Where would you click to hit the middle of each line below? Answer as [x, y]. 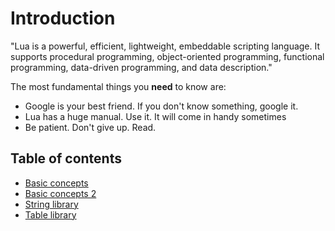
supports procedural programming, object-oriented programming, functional [167, 56]
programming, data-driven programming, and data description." [141, 67]
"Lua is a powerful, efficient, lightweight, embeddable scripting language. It [165, 46]
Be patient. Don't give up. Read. [90, 127]
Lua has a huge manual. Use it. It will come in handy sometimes [155, 116]
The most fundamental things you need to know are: [118, 86]
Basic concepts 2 [60, 193]
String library [51, 204]
